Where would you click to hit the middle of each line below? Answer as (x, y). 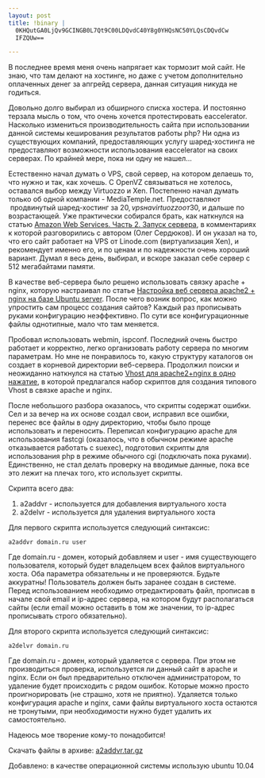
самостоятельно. (37, 720)
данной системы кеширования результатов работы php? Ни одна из (124, 133)
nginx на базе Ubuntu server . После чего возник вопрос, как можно (123, 299)
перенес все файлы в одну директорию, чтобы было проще (110, 422)
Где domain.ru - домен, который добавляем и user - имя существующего (132, 557)
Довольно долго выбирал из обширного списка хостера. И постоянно (127, 108)
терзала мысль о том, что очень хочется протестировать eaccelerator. (128, 117)
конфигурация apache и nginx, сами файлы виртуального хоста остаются (133, 703)
